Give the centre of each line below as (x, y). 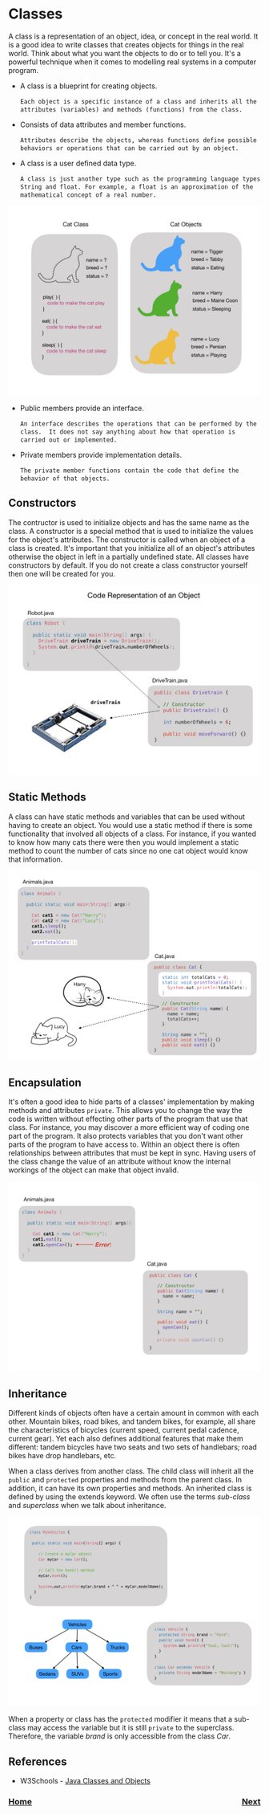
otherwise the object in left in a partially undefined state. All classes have (129, 556)
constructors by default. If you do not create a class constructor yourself (128, 565)
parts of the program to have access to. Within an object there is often (124, 1144)
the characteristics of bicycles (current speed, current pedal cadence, (124, 1430)
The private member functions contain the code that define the (129, 471)
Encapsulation (45, 1082)
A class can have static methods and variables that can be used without (127, 817)
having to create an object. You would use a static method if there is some (130, 825)
